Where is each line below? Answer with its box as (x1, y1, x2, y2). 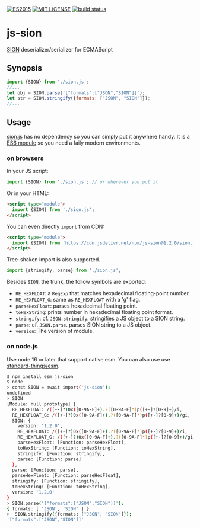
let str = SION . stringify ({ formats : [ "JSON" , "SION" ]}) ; (7, 95, 151, 101)
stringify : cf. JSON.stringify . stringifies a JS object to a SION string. (15, 315, 185, 322)
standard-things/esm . (7, 362, 60, 369)
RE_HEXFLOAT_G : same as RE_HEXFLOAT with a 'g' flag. (15, 296, 141, 303)
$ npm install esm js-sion (7, 373, 74, 379)
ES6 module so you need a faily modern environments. (7, 139, 141, 146)
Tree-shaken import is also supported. (7, 256, 100, 263)
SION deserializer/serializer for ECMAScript (7, 46, 113, 53)
